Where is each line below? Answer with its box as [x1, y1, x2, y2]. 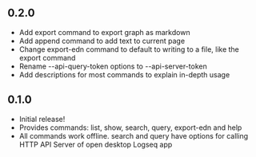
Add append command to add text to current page [18, 36, 186, 45]
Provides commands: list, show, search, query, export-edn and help [18, 123, 242, 132]
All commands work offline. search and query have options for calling [18, 131, 249, 140]
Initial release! [18, 114, 66, 124]
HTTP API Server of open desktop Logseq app [18, 139, 173, 149]
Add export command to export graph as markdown [18, 27, 190, 37]
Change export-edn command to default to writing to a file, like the [18, 44, 239, 54]
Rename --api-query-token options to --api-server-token [18, 61, 207, 71]
